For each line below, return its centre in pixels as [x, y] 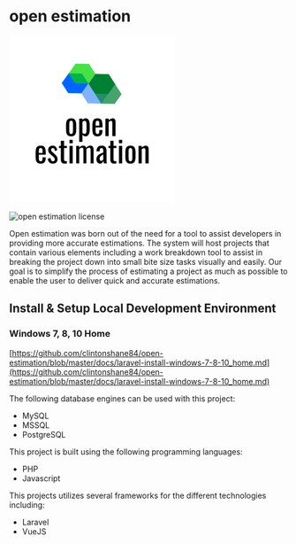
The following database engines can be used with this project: [122, 398]
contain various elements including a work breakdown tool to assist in [136, 252]
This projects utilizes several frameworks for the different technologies [138, 495]
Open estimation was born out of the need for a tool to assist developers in [145, 233]
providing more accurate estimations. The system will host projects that [139, 243]
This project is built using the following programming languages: [126, 451]
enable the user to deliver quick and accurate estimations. [115, 280]
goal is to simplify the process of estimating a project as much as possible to [148, 271]
